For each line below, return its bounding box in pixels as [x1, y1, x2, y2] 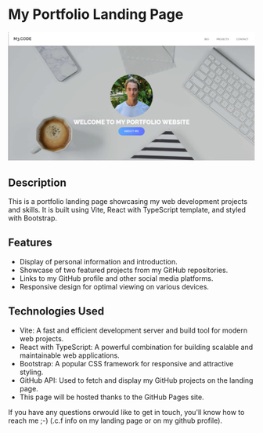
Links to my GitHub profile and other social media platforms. [19, 273, 214, 283]
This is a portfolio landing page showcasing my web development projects [8, 197, 248, 206]
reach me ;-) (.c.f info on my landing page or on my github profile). [8, 416, 223, 425]
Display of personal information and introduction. [19, 257, 178, 266]
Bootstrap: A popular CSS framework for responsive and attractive [19, 358, 234, 368]
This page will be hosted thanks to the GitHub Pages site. [19, 392, 205, 402]
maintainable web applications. [19, 351, 120, 360]
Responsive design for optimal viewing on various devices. [19, 282, 210, 291]
